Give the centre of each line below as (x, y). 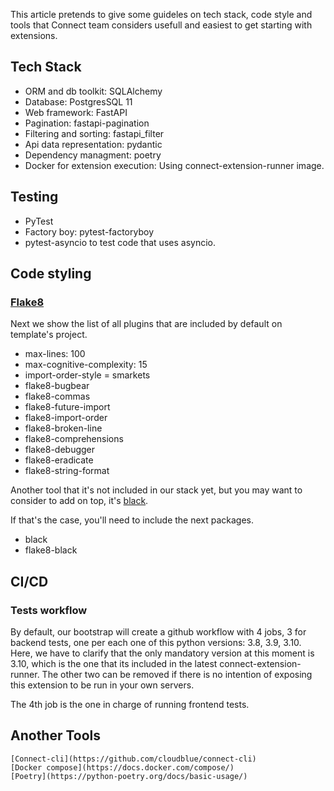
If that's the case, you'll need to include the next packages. (132, 520)
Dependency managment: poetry (93, 155)
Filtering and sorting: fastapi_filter (94, 133)
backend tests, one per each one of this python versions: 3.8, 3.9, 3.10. (156, 642)
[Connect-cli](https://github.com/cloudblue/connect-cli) (133, 759)
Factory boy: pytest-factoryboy (89, 231)
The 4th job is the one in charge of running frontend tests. (130, 704)
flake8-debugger (60, 450)
